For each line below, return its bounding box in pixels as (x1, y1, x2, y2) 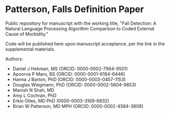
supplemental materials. (5, 46, 56, 52)
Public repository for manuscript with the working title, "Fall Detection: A (5, 20, 156, 26)
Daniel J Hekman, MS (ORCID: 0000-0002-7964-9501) (12, 66, 128, 72)
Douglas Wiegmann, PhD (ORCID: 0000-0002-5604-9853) (12, 82, 137, 88)
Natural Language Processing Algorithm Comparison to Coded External (5, 25, 155, 31)
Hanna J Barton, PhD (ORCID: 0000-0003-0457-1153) (12, 76, 126, 82)
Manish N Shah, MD (12, 87, 55, 93)
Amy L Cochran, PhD (12, 92, 57, 98)
